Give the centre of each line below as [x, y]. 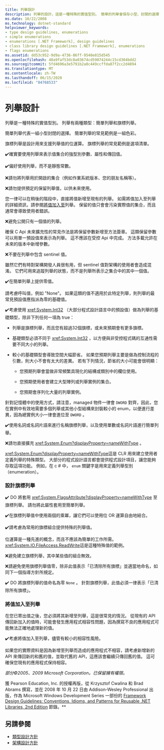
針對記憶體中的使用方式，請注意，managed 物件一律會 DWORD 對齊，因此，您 [82, 402]
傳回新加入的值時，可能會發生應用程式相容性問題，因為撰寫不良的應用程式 [80, 622]
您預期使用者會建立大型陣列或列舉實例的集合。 [66, 381]
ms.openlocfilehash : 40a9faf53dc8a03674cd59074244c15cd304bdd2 [71, 60]
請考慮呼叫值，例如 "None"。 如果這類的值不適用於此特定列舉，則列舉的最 [80, 293]
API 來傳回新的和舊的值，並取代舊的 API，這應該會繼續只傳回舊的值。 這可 [80, 656]
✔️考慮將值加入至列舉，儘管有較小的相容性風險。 [54, 638]
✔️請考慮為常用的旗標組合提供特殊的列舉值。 [50, 527]
